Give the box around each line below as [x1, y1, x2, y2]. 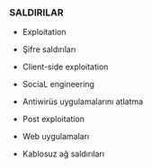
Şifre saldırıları [22, 44, 76, 55]
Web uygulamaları [22, 131, 90, 142]
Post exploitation [22, 114, 85, 125]
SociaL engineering [22, 79, 94, 90]
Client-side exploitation [22, 61, 109, 73]
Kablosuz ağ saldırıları [22, 148, 105, 159]
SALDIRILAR [9, 6, 64, 19]
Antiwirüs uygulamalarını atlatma [22, 96, 144, 107]
